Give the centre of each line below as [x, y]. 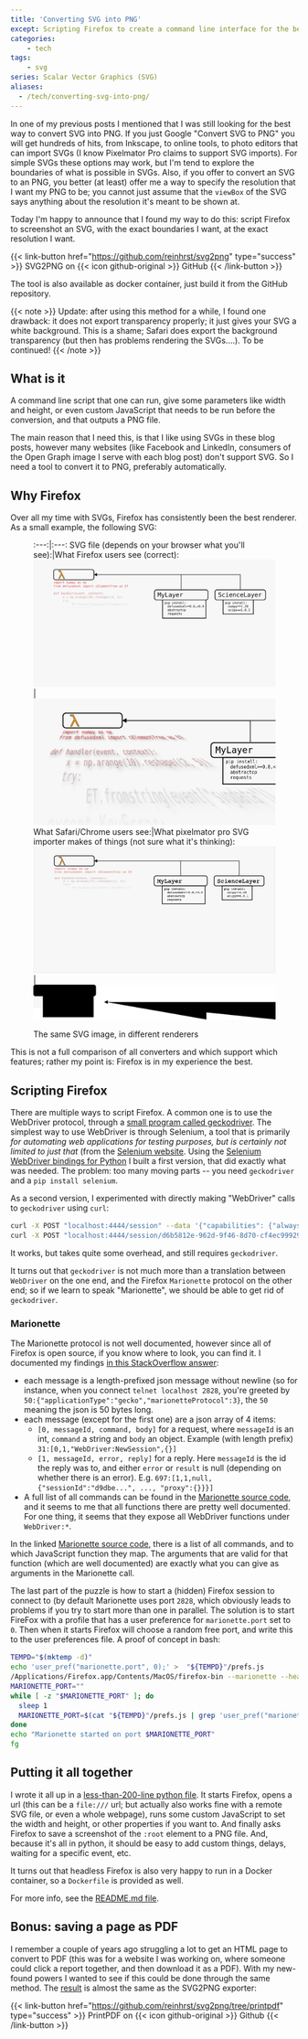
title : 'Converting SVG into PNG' [76, 19]
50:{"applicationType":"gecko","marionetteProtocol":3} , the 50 [146, 1400]
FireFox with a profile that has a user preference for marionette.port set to [151, 1620]
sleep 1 [33, 1705]
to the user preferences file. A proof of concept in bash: [115, 1639]
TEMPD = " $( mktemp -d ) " [52, 1658]
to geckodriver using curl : [60, 1208]
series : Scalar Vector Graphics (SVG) [84, 78]
